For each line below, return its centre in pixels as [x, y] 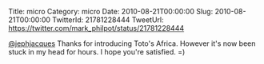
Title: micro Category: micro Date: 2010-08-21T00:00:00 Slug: [111, 11]
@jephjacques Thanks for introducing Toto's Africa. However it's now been [132, 43]
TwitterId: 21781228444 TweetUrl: [108, 20]
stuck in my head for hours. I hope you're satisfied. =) [97, 52]
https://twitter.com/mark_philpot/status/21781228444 [96, 28]
